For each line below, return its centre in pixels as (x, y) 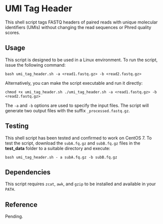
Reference (21, 205)
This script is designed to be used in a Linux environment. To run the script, (81, 60)
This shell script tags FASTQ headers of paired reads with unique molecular (81, 22)
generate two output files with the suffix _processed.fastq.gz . (68, 110)
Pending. (14, 217)
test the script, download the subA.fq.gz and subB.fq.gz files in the (73, 143)
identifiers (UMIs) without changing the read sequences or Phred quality (78, 27)
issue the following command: (35, 65)
